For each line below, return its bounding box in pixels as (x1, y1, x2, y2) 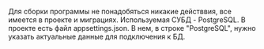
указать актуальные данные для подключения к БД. (8, 32, 186, 41)
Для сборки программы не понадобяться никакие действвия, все (8, 7, 232, 16)
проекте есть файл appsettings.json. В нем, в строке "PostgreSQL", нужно (8, 24, 256, 32)
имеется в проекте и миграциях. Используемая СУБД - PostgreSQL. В (8, 15, 247, 24)
